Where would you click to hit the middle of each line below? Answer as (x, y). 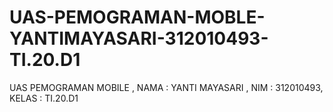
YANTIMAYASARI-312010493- (139, 38)
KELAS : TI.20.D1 (44, 98)
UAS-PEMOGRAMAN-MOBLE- (137, 17)
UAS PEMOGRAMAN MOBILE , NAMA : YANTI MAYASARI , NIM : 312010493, (166, 87)
